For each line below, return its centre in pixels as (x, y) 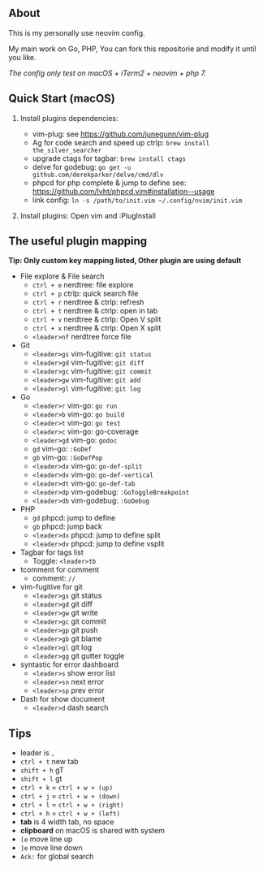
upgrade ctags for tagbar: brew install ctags (109, 158)
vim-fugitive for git (51, 587)
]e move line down (51, 848)
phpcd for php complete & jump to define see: (109, 183)
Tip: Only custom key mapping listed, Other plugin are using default (125, 261)
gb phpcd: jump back (67, 526)
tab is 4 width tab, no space (67, 822)
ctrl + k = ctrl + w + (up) (67, 788)
